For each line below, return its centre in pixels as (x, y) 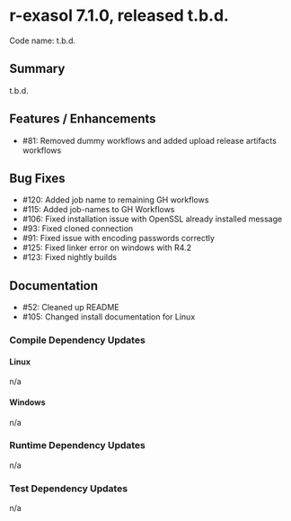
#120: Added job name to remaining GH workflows (115, 200)
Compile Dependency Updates (77, 340)
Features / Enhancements (83, 119)
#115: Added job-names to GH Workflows (98, 210)
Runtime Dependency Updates (78, 445)
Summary (37, 69)
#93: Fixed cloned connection (78, 229)
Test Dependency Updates (69, 489)
